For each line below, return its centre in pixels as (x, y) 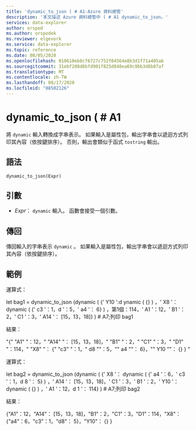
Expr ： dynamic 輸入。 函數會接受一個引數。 (67, 211)
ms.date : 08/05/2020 (31, 55)
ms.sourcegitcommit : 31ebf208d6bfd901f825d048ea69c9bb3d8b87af (85, 66)
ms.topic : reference (31, 50)
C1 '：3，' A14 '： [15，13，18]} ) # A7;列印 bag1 (75, 317)
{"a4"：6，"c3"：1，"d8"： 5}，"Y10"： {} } (59, 421)
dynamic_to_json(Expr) (34, 176)
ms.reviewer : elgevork (34, 39)
